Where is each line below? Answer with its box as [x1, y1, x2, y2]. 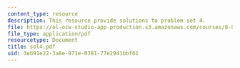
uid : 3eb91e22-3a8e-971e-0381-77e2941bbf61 [7, 50, 139, 57]
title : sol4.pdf [7, 43, 56, 50]
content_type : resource [7, 10, 79, 18]
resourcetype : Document [7, 37, 79, 44]
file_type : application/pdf [7, 30, 91, 38]
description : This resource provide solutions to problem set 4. [7, 17, 206, 24]
